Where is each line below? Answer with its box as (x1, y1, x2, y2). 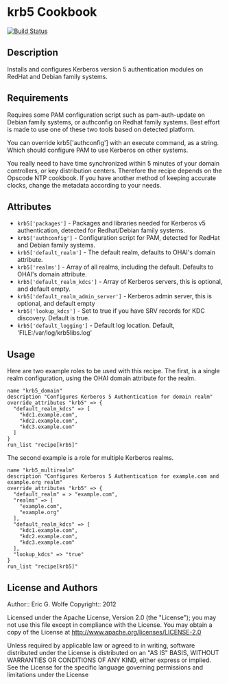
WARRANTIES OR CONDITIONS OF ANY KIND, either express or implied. (7, 656, 211, 664)
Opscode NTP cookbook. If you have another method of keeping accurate (7, 173, 217, 182)
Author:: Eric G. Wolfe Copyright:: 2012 (7, 600, 117, 608)
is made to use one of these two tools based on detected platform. (7, 125, 195, 133)
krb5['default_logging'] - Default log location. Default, (16, 321, 175, 330)
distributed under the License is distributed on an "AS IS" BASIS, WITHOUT (7, 649, 219, 657)
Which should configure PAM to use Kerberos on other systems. (7, 146, 189, 154)
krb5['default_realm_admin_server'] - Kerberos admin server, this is (16, 292, 213, 300)
